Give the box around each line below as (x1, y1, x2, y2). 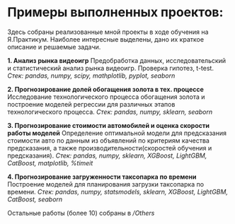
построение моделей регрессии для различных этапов (7, 100, 176, 108)
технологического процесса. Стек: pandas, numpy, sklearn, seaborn (7, 107, 213, 116)
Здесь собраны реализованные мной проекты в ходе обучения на (7, 28, 209, 36)
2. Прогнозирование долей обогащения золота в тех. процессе (7, 85, 204, 93)
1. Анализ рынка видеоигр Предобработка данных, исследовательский (7, 56, 227, 64)
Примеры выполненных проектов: (7, 4, 224, 20)
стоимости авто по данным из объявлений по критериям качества (7, 136, 210, 145)
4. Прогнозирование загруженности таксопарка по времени (7, 172, 197, 181)
